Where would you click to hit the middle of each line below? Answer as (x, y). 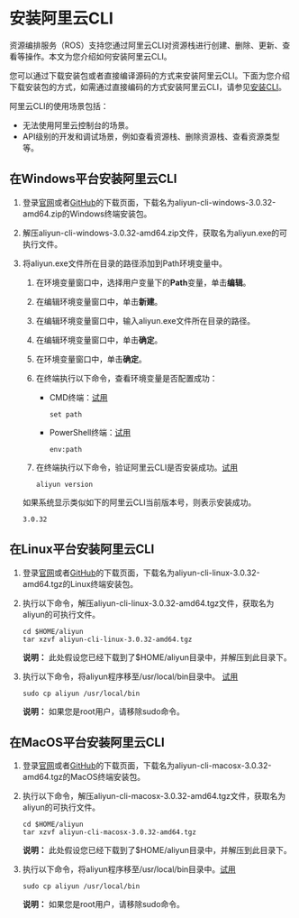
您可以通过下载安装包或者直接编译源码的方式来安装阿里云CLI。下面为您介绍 (149, 75)
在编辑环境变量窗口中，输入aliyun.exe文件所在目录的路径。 (145, 320)
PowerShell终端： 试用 (90, 432)
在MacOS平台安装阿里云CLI (87, 742)
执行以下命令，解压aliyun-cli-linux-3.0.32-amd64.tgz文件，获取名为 (148, 603)
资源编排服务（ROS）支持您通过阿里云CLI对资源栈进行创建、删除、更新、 (146, 45)
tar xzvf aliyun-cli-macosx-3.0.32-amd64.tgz (109, 832)
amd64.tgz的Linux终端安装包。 (80, 583)
